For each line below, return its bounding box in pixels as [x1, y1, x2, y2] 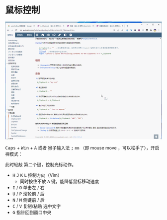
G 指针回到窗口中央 [12, 210, 52, 216]
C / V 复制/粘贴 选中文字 [12, 203, 61, 209]
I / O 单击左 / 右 [12, 185, 45, 191]
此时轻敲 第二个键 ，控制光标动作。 [5, 162, 76, 168]
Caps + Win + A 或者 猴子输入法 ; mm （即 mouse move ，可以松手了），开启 [5, 145, 160, 151]
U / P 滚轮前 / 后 [12, 191, 45, 197]
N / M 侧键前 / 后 [12, 197, 45, 203]
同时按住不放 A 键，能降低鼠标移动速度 [19, 178, 99, 184]
